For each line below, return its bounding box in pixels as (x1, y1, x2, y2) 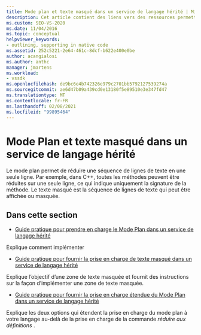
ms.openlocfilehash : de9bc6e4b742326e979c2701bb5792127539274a (6, 81, 167, 87)
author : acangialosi (6, 53, 58, 59)
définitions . (6, 322, 35, 329)
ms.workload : (6, 70, 39, 76)
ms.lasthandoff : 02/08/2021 (6, 103, 77, 109)
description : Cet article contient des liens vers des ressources (6, 14, 175, 20)
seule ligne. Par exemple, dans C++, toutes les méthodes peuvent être (6, 173, 179, 181)
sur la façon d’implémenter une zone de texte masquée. (6, 279, 144, 287)
